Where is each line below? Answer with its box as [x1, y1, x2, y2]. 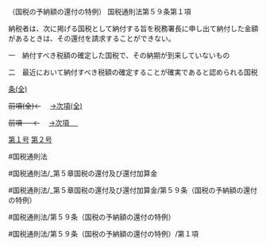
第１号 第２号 [8, 135, 52, 144]
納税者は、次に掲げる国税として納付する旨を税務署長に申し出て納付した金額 [8, 24, 259, 33]
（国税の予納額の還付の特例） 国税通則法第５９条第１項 [8, 7, 191, 16]
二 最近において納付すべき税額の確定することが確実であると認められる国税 [8, 67, 258, 77]
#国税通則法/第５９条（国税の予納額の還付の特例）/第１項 [8, 229, 199, 238]
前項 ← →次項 [8, 118, 70, 127]
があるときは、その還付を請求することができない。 [8, 34, 175, 43]
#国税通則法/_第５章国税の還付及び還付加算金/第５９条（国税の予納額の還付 [8, 186, 258, 194]
